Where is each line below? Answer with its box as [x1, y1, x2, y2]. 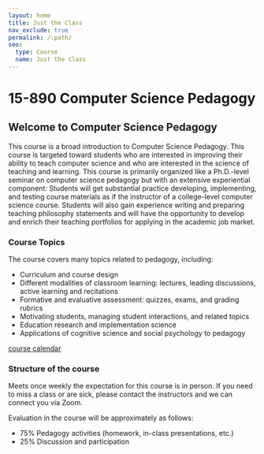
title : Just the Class [8, 19, 83, 27]
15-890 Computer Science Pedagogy [8, 90, 256, 107]
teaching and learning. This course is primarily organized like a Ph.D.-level [8, 166, 250, 176]
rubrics [19, 303, 43, 313]
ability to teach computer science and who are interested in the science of [8, 158, 250, 168]
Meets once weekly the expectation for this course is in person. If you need [8, 381, 254, 391]
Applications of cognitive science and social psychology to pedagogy [19, 329, 246, 338]
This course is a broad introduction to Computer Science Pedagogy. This [8, 141, 245, 151]
